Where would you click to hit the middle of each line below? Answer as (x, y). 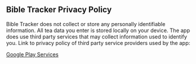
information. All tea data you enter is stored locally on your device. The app (98, 30)
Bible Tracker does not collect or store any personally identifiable (86, 24)
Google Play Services (32, 54)
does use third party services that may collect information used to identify (97, 36)
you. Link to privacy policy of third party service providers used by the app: (98, 43)
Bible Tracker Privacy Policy (59, 10)
